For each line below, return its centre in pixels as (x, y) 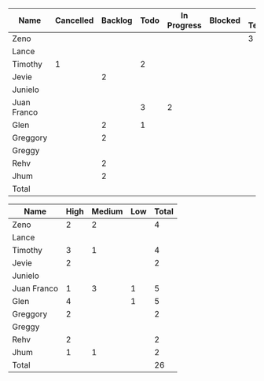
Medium (107, 211)
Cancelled (74, 20)
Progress (184, 25)
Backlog (117, 20)
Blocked (225, 20)
